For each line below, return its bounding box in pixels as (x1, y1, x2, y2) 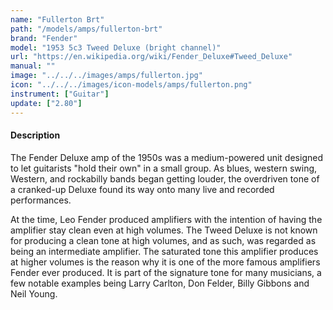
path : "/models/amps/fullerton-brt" (10, 24, 163, 34)
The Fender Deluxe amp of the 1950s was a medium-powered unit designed (10, 151, 323, 163)
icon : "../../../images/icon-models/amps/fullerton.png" (10, 80, 253, 90)
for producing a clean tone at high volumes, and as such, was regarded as (10, 234, 317, 246)
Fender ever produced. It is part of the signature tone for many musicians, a (10, 266, 322, 278)
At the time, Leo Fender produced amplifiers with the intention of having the (10, 213, 323, 225)
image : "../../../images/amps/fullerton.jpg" (10, 71, 203, 81)
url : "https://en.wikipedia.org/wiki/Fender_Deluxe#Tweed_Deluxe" (10, 52, 293, 62)
